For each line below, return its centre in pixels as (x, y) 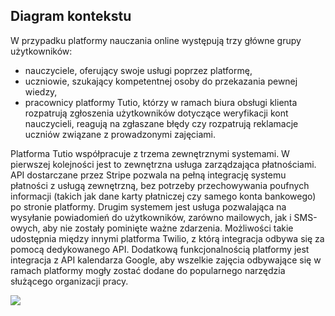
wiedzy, (41, 91)
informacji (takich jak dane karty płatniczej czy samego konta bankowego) (163, 196)
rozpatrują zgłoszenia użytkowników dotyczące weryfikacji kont (156, 113)
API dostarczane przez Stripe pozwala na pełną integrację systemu (148, 175)
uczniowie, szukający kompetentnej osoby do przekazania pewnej (161, 81)
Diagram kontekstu (71, 16)
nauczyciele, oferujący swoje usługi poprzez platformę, (138, 70)
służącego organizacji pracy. (69, 281)
